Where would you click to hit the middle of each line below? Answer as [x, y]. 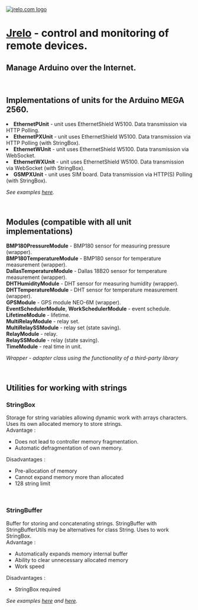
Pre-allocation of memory [46, 471]
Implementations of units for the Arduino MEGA [95, 100]
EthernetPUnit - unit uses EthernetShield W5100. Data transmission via [100, 124]
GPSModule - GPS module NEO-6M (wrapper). [64, 302]
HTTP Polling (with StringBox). [43, 143]
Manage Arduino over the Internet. [71, 68]
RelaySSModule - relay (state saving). [53, 340]
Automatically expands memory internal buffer [71, 554]
